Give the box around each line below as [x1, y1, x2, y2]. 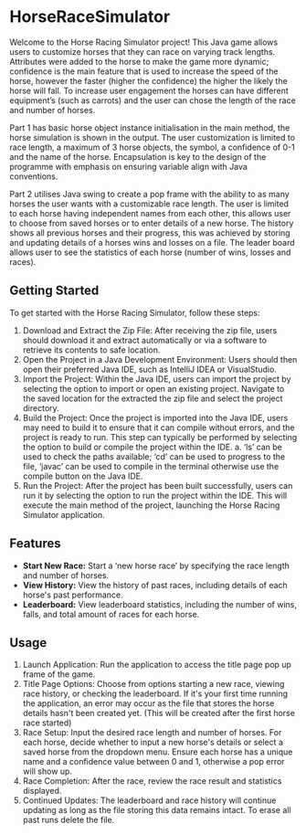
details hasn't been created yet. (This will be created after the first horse [22, 708, 295, 719]
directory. [22, 402, 59, 413]
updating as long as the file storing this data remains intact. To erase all [22, 805, 291, 816]
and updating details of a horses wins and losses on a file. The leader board [9, 237, 295, 248]
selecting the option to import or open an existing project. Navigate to [22, 383, 285, 394]
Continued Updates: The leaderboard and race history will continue [22, 795, 277, 806]
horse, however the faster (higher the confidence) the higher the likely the [9, 75, 288, 86]
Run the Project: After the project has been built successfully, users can [22, 480, 293, 491]
